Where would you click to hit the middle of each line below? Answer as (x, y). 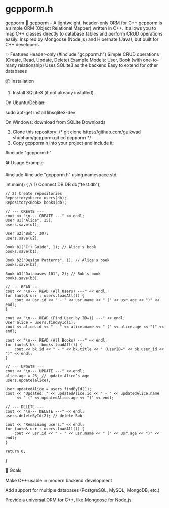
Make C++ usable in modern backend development (59, 480)
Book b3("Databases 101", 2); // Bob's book (53, 274)
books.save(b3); (22, 278)
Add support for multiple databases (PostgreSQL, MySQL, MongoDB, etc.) (82, 490)
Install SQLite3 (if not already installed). (54, 92)
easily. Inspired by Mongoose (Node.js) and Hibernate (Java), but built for (82, 39)
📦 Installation (20, 81)
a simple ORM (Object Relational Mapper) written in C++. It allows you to (81, 28)
